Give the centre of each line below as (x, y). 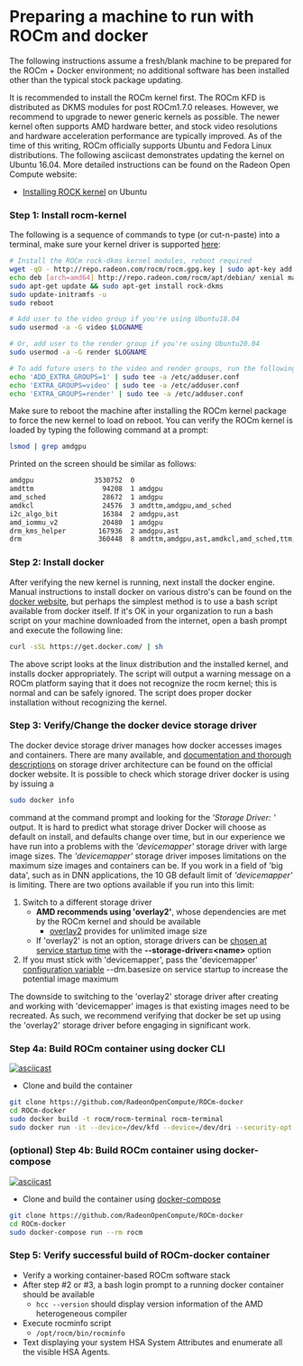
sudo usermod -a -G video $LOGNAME (76, 328)
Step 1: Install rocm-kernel (68, 215)
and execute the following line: (66, 630)
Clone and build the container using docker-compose (121, 1199)
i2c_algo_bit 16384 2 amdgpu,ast (94, 514)
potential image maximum (70, 979)
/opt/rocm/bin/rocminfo (81, 1333)
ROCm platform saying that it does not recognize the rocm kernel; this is (143, 683)
